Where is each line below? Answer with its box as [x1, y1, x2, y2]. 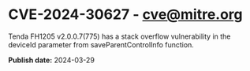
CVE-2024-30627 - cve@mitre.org [8, 6, 243, 24]
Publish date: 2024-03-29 [8, 55, 95, 65]
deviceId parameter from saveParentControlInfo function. [8, 39, 195, 49]
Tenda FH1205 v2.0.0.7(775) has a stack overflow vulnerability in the [8, 32, 231, 41]
